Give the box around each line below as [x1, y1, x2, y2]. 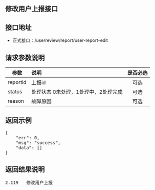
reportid [7, 79, 26, 86]
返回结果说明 [5, 165, 45, 174]
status [7, 88, 22, 95]
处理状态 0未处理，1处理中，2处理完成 [31, 89, 123, 96]
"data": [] [15, 145, 42, 151]
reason [7, 98, 24, 105]
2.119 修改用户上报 [5, 180, 53, 186]
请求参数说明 [5, 53, 45, 62]
